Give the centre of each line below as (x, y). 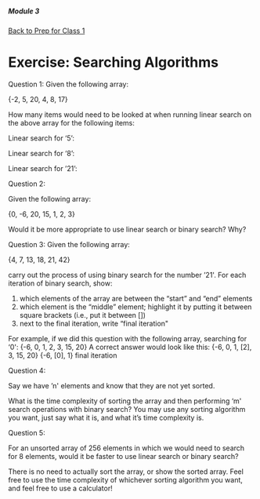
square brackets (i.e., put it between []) (83, 315)
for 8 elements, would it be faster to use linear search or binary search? (123, 456)
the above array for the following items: (72, 122)
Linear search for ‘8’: (42, 153)
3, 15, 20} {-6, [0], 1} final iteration (63, 355)
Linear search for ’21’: (43, 168)
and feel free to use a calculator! (60, 488)
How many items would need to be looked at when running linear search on (130, 115)
